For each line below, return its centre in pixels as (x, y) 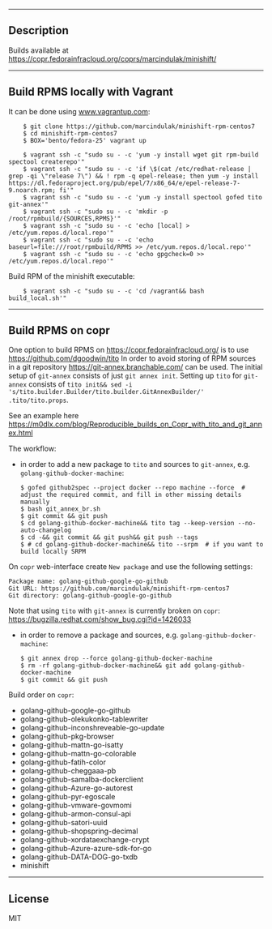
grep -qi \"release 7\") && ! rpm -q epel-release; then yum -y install (134, 176)
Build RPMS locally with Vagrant (91, 92)
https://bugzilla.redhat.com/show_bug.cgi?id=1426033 (100, 619)
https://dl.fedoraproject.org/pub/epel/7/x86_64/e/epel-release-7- (125, 183)
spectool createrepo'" (47, 162)
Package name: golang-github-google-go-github (88, 582)
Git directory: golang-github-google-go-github (90, 596)
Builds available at (38, 50)
